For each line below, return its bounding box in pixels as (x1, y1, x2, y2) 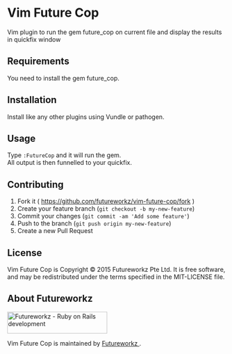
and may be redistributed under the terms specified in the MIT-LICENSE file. (7, 273, 225, 281)
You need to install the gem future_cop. (7, 74, 120, 82)
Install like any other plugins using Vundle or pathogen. (7, 113, 165, 121)
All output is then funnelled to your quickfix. (7, 159, 132, 167)
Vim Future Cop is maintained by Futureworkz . (7, 339, 142, 347)
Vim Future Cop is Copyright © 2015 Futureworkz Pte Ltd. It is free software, (7, 266, 226, 273)
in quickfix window (7, 35, 61, 43)
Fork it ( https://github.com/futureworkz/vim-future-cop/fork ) (17, 197, 195, 206)
